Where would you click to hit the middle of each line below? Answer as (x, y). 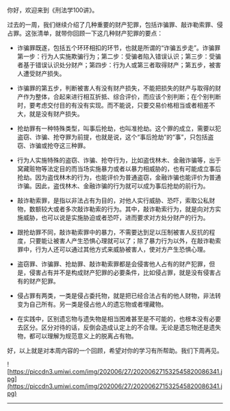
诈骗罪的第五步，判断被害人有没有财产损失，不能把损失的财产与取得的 (116, 88)
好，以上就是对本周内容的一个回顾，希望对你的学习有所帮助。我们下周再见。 (115, 351)
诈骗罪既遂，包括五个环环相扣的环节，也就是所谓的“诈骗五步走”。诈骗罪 (119, 48)
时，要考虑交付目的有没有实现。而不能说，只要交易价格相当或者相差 (113, 105)
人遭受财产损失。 (41, 73)
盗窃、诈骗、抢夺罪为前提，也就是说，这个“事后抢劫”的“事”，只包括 (112, 137)
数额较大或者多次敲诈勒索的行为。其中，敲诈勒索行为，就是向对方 (122, 209)
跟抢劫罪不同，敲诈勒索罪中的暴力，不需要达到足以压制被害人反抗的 (113, 232)
